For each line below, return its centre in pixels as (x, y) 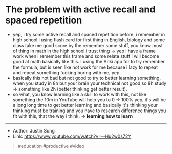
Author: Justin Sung (34, 130)
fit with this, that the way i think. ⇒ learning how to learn (73, 116)
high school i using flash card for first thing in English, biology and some (89, 40)
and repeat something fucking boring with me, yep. (67, 72)
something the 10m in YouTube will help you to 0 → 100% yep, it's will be (89, 100)
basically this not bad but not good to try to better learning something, (87, 78)
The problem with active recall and (80, 9)
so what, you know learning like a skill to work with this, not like (80, 94)
